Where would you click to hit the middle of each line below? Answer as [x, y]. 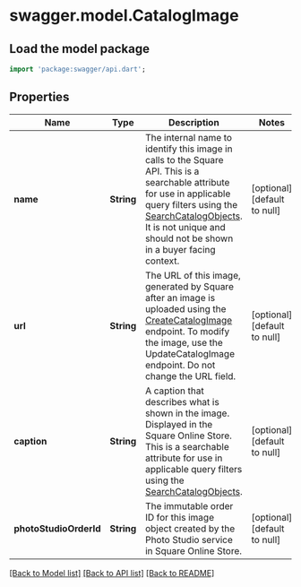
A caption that [174, 391]
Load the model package [80, 49]
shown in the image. [187, 413]
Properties [39, 97]
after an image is [180, 298]
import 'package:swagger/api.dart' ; [77, 69]
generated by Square [189, 286]
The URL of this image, [193, 275]
